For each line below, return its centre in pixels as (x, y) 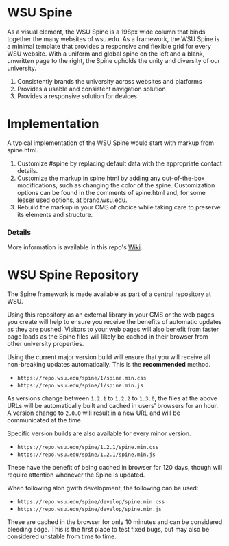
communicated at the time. (45, 420)
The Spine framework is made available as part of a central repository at (109, 294)
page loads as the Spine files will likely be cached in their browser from (108, 337)
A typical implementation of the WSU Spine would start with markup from (111, 143)
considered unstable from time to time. (62, 536)
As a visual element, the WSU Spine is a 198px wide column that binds (106, 32)
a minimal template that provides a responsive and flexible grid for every (109, 46)
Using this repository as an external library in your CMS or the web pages (111, 315)
